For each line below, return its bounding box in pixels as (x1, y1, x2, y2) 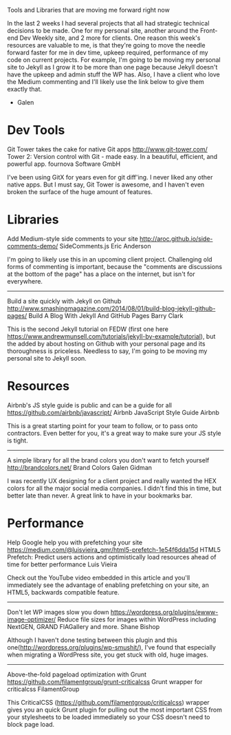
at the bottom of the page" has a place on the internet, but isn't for (7, 270, 196, 278)
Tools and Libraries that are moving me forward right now (7, 6, 170, 14)
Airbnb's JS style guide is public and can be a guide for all (7, 401, 172, 409)
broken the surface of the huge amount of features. (7, 187, 153, 195)
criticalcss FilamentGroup (7, 685, 80, 693)
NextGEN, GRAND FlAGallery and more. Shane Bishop (7, 622, 160, 630)
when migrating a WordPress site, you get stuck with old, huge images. (7, 650, 208, 659)
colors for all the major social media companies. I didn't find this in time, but (7, 484, 222, 492)
